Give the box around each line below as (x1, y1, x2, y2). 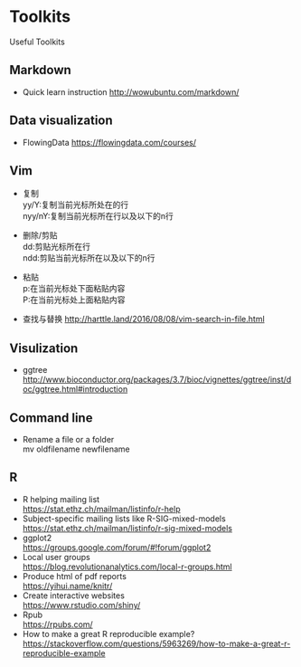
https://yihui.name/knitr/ (22, 580, 113, 591)
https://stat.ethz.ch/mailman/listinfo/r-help (22, 503, 181, 514)
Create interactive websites (22, 590, 125, 601)
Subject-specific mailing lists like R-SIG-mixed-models (22, 513, 226, 524)
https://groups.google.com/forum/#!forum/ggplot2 (22, 541, 212, 553)
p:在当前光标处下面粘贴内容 (22, 283, 126, 294)
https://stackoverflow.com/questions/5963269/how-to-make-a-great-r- (22, 638, 291, 649)
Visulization (9, 340, 79, 356)
